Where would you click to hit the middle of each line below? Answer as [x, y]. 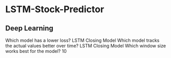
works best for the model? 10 [36, 51]
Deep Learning [29, 28]
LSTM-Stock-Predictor [55, 9]
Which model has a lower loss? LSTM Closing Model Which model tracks [82, 40]
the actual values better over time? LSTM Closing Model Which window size [85, 46]
